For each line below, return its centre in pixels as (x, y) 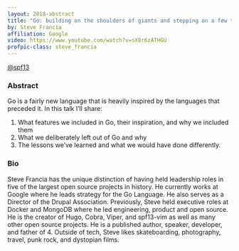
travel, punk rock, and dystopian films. (63, 240)
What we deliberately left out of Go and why (82, 138)
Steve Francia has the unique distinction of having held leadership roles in (116, 179)
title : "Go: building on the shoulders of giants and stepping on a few (117, 21)
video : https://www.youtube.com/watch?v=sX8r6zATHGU (87, 41)
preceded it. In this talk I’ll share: (55, 109)
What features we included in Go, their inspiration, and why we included (123, 122)
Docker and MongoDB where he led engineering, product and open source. (118, 209)
